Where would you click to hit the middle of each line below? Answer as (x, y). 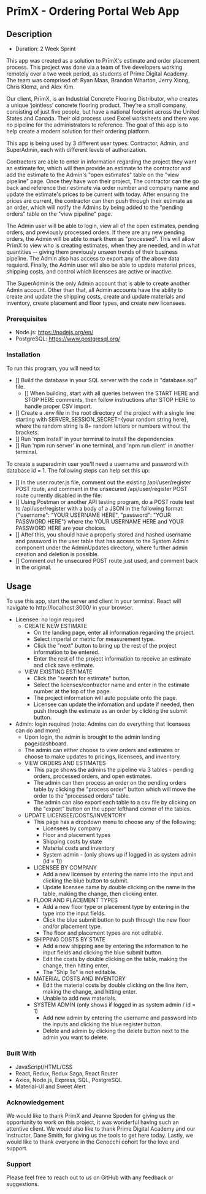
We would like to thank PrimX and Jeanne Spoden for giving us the (91, 1116)
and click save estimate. (64, 666)
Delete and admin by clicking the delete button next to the (116, 1031)
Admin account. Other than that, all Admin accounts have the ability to (95, 290)
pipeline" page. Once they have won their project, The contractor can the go (103, 181)
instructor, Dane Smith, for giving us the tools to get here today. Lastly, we (100, 1135)
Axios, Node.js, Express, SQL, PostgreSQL (69, 1080)
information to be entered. (67, 652)
